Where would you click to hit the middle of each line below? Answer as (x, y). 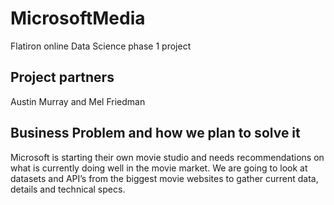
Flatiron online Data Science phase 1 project (101, 46)
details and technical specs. (68, 189)
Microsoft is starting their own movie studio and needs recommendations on (167, 157)
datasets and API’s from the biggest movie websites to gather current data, (164, 178)
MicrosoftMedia (78, 18)
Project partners (62, 77)
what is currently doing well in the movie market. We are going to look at (159, 168)
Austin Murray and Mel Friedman (78, 101)
